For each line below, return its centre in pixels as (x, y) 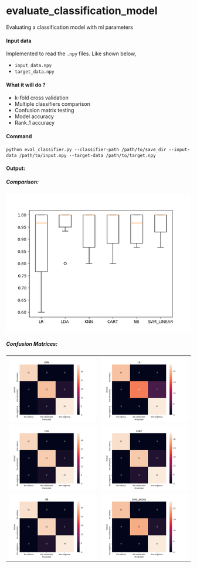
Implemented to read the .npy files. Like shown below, (71, 54)
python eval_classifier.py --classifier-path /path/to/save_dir (86, 149)
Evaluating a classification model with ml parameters (70, 27)
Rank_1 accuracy (34, 123)
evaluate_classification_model (82, 11)
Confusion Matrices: (32, 344)
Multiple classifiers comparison (52, 104)
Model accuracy (34, 116)
